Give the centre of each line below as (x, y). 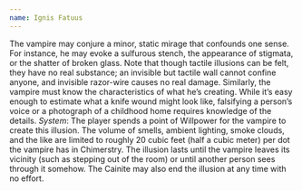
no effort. (27, 178)
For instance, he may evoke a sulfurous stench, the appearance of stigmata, (151, 53)
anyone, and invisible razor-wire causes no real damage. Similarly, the (140, 81)
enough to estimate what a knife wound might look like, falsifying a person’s (151, 101)
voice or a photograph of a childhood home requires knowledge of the (141, 110)
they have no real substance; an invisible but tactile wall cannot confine (143, 72)
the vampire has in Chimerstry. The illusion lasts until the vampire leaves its (150, 149)
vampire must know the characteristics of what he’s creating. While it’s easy (151, 91)
